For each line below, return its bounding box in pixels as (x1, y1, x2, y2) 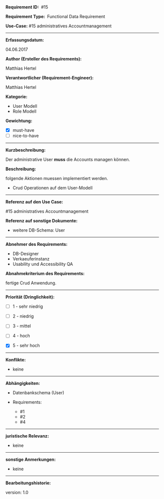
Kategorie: (5, 94, 28, 100)
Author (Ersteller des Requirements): (5, 56, 82, 61)
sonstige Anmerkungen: (5, 457, 56, 462)
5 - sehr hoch (12, 342, 40, 348)
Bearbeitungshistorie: (5, 480, 51, 486)
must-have (12, 127, 35, 133)
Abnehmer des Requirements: (5, 241, 68, 247)
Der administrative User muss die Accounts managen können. (5, 157, 130, 162)
